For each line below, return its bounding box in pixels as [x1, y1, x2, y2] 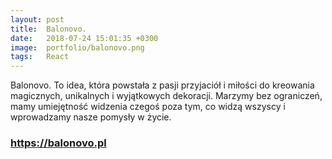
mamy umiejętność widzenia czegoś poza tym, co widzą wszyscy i [10, 101, 286, 113]
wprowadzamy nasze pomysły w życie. [10, 111, 172, 123]
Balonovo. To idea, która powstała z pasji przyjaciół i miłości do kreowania [10, 79, 315, 91]
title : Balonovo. [10, 24, 87, 34]
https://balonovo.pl [10, 136, 107, 150]
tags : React [10, 52, 70, 62]
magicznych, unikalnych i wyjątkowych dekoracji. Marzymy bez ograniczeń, [10, 90, 323, 102]
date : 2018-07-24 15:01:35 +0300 [10, 33, 159, 43]
